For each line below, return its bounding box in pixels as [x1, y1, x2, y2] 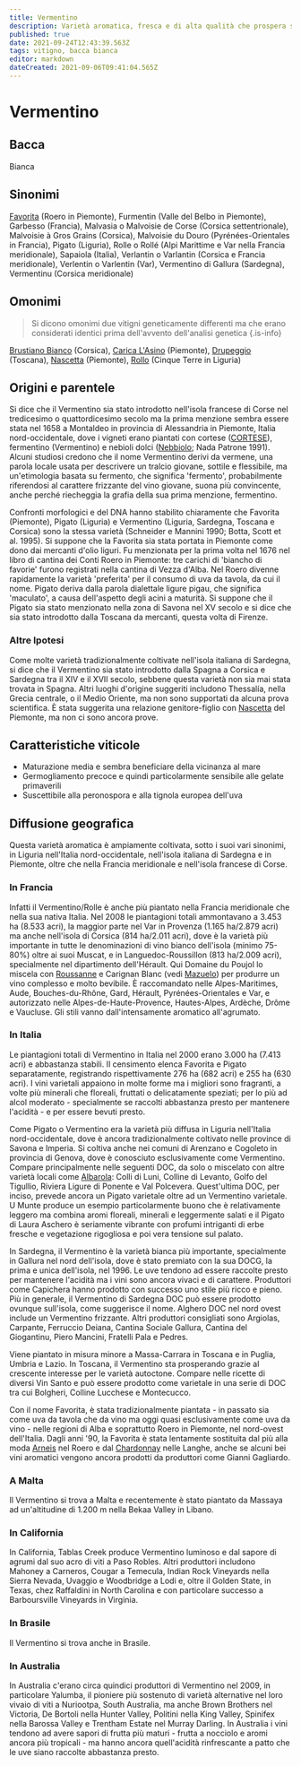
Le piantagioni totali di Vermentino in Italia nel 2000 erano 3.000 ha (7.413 [9, 1049, 281, 1060]
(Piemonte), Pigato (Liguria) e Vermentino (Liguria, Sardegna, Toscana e [9, 516, 275, 527]
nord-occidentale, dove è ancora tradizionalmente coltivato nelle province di [9, 1133, 291, 1144]
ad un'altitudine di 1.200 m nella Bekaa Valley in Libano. [9, 1504, 214, 1515]
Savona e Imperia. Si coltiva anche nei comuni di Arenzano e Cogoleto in [9, 1142, 278, 1153]
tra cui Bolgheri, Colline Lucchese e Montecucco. [9, 1387, 191, 1398]
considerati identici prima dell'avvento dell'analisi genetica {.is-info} [30, 327, 282, 338]
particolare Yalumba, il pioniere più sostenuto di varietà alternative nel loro [9, 1690, 284, 1701]
